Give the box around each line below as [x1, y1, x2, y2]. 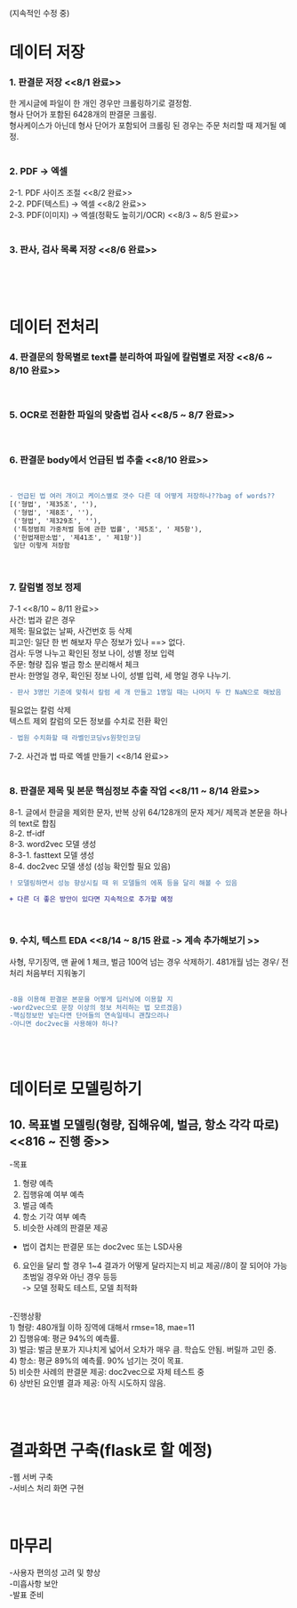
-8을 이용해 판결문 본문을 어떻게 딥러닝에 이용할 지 [9, 995, 173, 1004]
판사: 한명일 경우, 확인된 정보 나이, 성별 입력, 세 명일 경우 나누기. [9, 670, 231, 681]
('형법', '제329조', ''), [12, 516, 102, 525]
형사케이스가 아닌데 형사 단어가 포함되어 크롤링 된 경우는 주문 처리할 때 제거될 [9, 120, 277, 131]
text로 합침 [18, 818, 57, 828]
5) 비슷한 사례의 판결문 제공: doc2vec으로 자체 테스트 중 [9, 1367, 205, 1378]
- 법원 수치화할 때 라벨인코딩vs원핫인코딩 [9, 733, 141, 743]
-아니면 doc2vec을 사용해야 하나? [9, 1020, 118, 1029]
